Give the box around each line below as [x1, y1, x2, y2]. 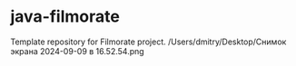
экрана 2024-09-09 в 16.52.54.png [10, 45, 144, 56]
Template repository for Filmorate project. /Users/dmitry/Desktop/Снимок [10, 36, 287, 47]
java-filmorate [10, 6, 121, 27]
